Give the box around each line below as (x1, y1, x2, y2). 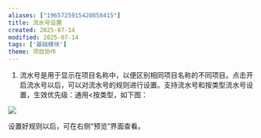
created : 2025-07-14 (8, 26, 76, 34)
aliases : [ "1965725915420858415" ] (8, 11, 121, 20)
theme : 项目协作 (8, 48, 56, 56)
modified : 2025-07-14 (8, 33, 79, 42)
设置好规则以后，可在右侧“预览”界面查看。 (8, 122, 145, 130)
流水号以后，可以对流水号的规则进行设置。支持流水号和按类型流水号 (26, 80, 247, 89)
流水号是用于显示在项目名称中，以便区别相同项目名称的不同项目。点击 (19, 71, 247, 79)
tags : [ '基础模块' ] (8, 41, 67, 49)
